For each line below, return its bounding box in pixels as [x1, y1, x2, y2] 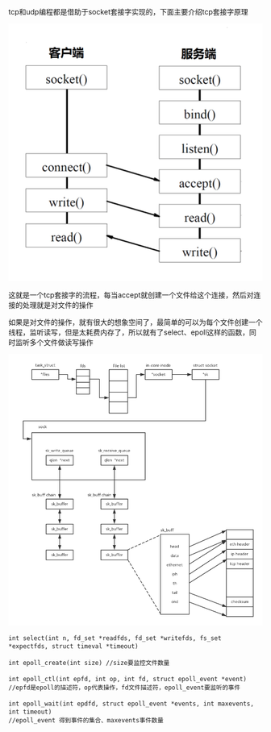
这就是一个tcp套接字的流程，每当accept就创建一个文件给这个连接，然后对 [8, 289, 254, 300]
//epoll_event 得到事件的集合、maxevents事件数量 [8, 716, 164, 724]
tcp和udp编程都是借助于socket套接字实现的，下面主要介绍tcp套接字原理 [8, 7, 248, 16]
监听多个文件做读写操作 [15, 337, 94, 347]
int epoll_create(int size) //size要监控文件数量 [8, 659, 170, 667]
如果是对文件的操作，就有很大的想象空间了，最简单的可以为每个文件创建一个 [8, 317, 263, 326]
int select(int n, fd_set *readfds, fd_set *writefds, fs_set [8, 634, 222, 643]
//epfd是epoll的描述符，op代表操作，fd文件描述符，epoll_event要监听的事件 [8, 684, 240, 692]
